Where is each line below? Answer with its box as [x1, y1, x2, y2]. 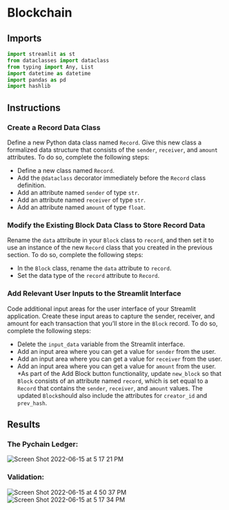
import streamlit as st [7, 50, 76, 57]
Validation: [7, 472, 45, 482]
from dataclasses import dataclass [7, 57, 110, 64]
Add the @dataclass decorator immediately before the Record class [17, 173, 206, 182]
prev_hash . [17, 399, 48, 407]
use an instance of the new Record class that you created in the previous [7, 243, 212, 252]
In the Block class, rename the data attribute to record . [17, 264, 172, 272]
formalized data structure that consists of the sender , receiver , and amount [7, 145, 219, 153]
